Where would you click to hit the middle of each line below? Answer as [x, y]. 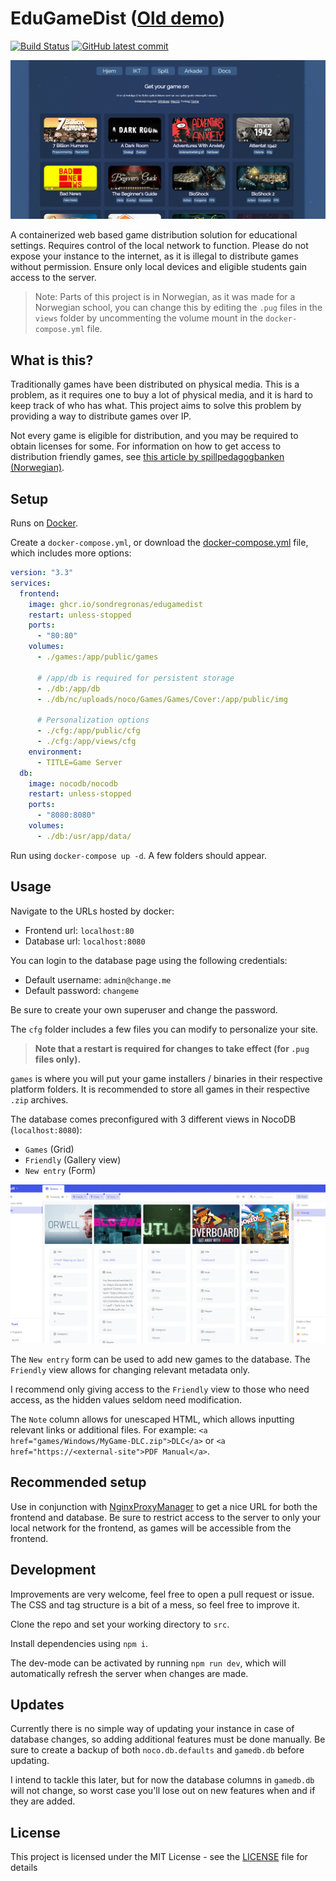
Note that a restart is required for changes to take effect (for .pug [172, 1048]
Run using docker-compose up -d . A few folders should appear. [138, 855]
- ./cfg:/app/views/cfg [86, 742]
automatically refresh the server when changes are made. [129, 1673]
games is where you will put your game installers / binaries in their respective [166, 1078]
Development [53, 1570]
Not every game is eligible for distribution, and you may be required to [154, 436]
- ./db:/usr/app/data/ [84, 836]
